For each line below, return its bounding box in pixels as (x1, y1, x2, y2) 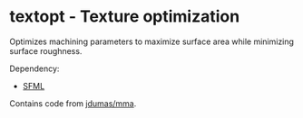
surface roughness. (9, 45, 83, 56)
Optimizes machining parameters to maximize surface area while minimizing (9, 36, 295, 47)
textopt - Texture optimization (9, 6, 240, 27)
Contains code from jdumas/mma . (9, 97, 137, 109)
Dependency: (9, 63, 60, 74)
